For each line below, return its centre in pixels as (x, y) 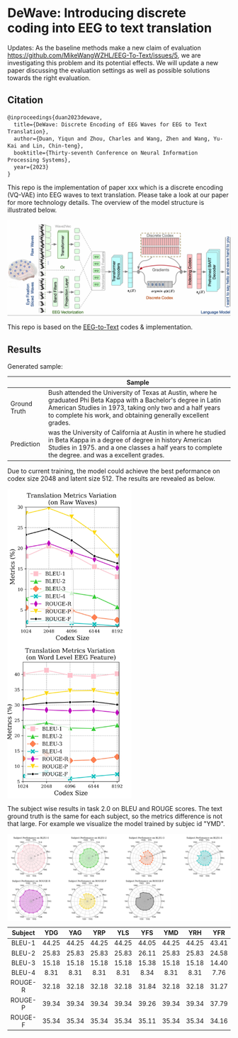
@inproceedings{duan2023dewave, (55, 117)
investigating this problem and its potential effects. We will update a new (113, 62)
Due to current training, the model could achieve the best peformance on (114, 471)
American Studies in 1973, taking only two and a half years (135, 407)
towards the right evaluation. (49, 78)
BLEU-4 (24, 972)
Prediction (25, 444)
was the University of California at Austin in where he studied (137, 432)
